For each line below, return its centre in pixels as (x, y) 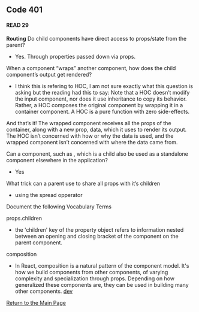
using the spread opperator (49, 195)
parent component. (39, 243)
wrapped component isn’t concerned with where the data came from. (92, 142)
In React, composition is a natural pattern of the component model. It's (102, 265)
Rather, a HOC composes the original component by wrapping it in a (99, 105)
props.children (24, 218)
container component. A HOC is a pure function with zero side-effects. (102, 111)
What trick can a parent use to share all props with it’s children (83, 183)
